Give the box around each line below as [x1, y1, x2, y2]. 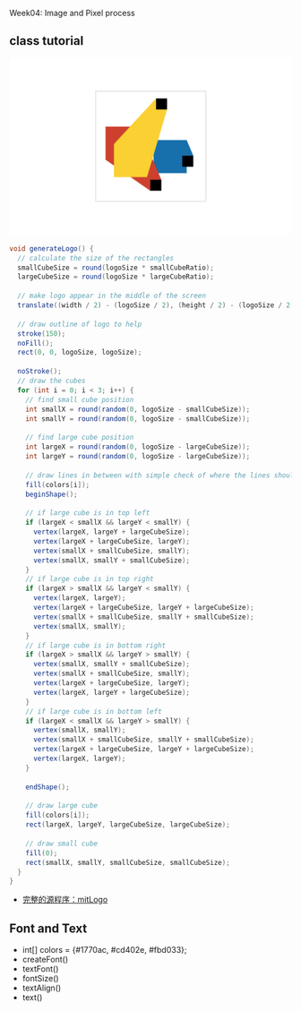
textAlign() [21, 982, 62, 993]
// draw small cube [25, 839, 99, 848]
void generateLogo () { [9, 244, 94, 253]
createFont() [21, 954, 69, 965]
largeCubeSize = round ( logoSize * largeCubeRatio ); [17, 272, 215, 281]
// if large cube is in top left [25, 509, 150, 518]
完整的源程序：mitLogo [21, 895, 108, 905]
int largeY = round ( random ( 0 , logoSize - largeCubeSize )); [25, 452, 251, 461]
